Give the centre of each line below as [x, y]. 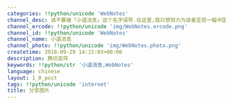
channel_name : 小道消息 [39, 39]
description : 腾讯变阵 [38, 59]
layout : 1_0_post [32, 78]
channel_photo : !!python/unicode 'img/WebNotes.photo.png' [94, 46]
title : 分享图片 [28, 90]
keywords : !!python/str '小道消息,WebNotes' [70, 65]
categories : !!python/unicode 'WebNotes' [68, 13]
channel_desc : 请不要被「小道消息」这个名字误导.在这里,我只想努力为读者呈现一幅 [112, 20]
